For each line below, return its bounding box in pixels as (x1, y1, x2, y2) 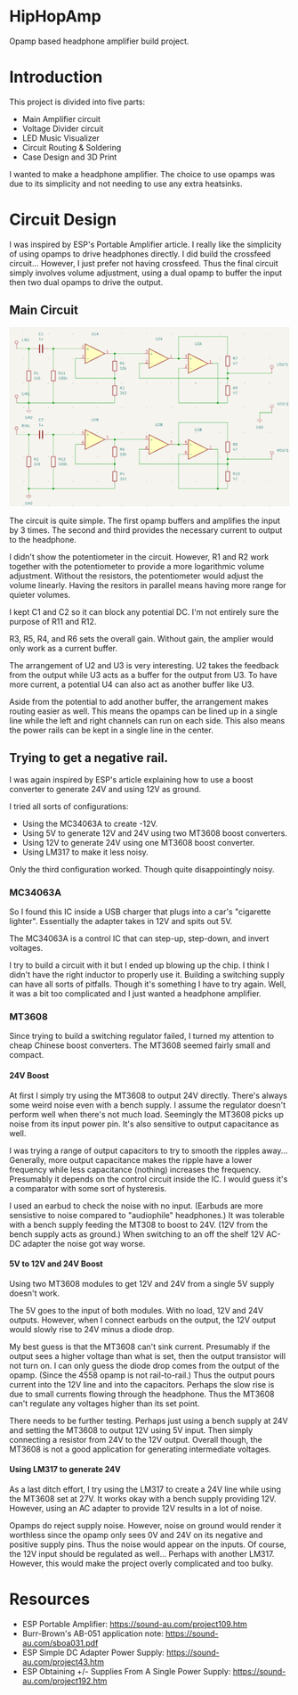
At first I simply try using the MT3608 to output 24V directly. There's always (9, 1090, 287, 1101)
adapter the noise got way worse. (22, 1238, 146, 1249)
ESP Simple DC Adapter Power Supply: (21, 1647, 165, 1658)
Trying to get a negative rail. (9, 750, 169, 766)
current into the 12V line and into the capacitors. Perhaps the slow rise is (9, 1379, 275, 1389)
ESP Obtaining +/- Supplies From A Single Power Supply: (21, 1666, 231, 1676)
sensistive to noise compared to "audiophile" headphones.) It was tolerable (9, 1209, 285, 1220)
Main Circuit (9, 303, 78, 318)
